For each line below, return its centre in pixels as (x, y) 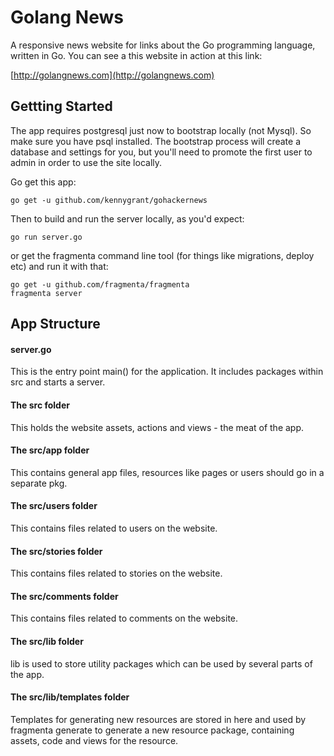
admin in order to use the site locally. (86, 162)
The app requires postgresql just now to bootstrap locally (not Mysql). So (161, 130)
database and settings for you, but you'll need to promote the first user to (161, 152)
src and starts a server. (58, 382)
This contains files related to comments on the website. (124, 618)
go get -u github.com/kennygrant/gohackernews (109, 200)
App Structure (55, 324)
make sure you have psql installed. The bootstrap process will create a (156, 141)
